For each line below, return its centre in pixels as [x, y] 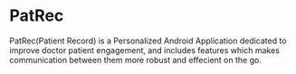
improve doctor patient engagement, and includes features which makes [145, 50]
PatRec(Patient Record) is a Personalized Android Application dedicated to [148, 41]
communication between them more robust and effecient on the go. [136, 60]
